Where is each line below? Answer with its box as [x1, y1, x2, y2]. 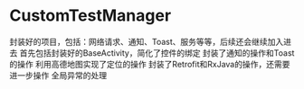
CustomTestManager [9, 5, 172, 26]
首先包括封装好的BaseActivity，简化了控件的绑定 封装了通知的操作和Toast [19, 47, 295, 58]
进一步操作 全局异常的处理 [9, 69, 107, 81]
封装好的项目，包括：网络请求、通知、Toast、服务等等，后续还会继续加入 [9, 36, 284, 47]
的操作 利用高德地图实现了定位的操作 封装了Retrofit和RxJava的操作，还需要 [9, 58, 290, 69]
